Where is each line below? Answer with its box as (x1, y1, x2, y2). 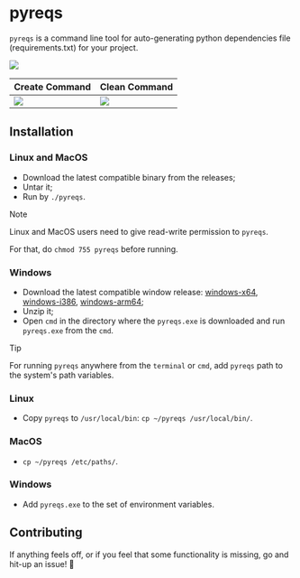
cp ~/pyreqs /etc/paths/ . (22, 455, 119, 467)
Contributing (9, 525, 83, 540)
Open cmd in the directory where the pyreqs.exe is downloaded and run (22, 315, 286, 326)
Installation (9, 125, 74, 140)
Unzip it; (22, 305, 54, 316)
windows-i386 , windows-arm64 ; (22, 296, 144, 307)
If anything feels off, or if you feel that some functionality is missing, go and (9, 549, 289, 560)
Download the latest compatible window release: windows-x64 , (22, 286, 259, 297)
